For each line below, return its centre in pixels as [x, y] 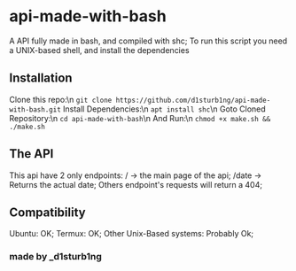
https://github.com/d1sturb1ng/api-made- [193, 100]
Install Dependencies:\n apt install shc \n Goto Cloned [164, 109]
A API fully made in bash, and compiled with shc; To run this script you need [148, 41]
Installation [41, 78]
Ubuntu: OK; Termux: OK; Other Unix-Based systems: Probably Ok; [132, 234]
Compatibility [47, 212]
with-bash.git [35, 109]
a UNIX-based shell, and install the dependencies [99, 50]
